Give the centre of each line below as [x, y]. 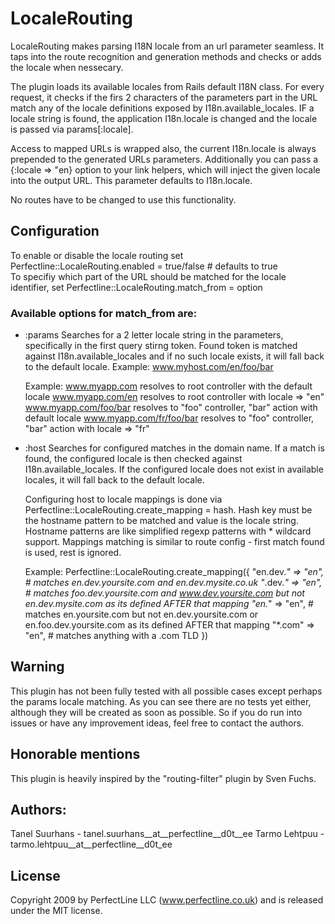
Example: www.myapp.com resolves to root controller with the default [168, 386]
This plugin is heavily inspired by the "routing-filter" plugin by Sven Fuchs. [163, 778]
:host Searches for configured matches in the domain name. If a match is [174, 448]
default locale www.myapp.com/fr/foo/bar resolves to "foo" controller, [169, 418]
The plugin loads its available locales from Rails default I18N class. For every [167, 86]
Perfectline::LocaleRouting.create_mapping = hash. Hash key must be [168, 510]
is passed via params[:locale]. [72, 129]
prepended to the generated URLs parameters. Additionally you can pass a [164, 159]
